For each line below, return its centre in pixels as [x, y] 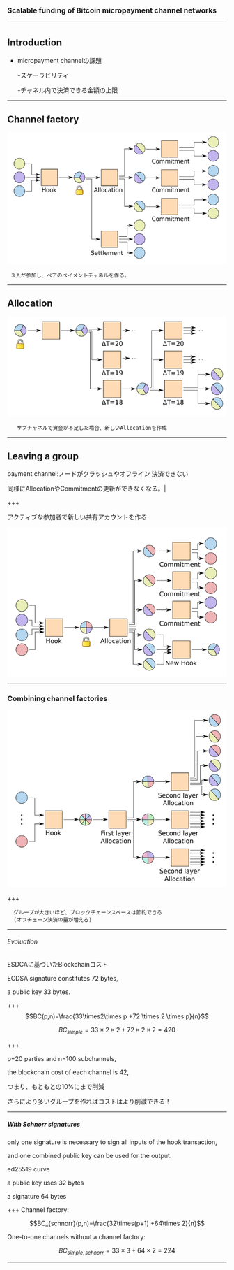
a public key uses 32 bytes [46, 1183]
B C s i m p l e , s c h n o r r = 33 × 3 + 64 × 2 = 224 [117, 1251]
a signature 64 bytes [37, 1196]
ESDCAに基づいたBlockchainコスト [58, 964]
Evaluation [23, 941]
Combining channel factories [57, 698]
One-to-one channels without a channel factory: [77, 1236]
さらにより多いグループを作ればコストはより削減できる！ [89, 1101]
